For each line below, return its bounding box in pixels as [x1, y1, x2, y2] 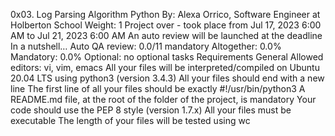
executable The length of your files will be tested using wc [10, 115, 251, 126]
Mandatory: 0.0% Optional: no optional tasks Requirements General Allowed [10, 51, 324, 63]
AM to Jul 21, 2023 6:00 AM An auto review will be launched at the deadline [10, 30, 323, 41]
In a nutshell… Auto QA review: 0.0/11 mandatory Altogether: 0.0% [10, 40, 282, 52]
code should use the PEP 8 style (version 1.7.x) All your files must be [10, 104, 292, 116]
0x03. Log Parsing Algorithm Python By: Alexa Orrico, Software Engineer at [10, 9, 321, 20]
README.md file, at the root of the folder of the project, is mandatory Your [10, 94, 317, 105]
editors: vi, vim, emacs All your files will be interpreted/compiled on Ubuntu [10, 62, 320, 73]
